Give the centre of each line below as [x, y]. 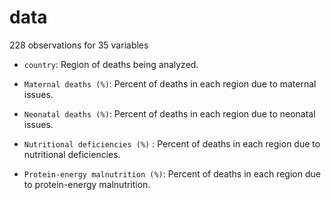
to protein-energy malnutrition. [87, 184]
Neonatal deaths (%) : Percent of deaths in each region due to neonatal [169, 113]
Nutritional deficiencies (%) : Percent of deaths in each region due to [172, 143]
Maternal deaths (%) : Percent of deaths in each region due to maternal [170, 83]
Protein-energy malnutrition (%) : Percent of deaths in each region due [172, 173]
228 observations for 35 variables [79, 45]
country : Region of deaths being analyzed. [111, 64]
